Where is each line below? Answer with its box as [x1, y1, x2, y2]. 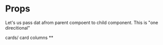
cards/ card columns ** [5, 34, 53, 40]
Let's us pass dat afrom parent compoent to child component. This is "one [5, 19, 158, 25]
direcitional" [5, 24, 30, 30]
